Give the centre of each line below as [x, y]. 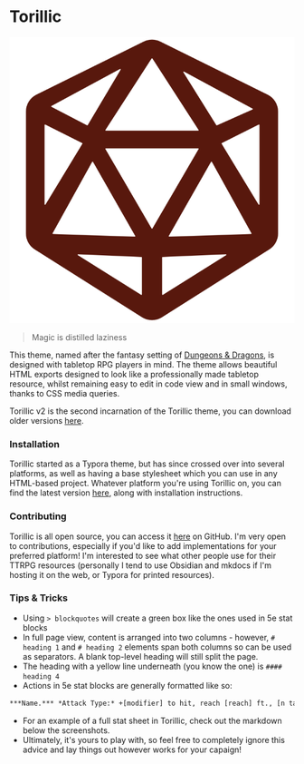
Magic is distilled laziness [79, 337]
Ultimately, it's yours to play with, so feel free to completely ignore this [153, 740]
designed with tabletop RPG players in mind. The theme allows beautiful [143, 364]
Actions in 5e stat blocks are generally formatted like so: [127, 685]
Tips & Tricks [39, 598]
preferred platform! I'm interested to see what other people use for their [143, 555]
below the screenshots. [66, 730]
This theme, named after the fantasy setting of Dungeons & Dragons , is [142, 355]
